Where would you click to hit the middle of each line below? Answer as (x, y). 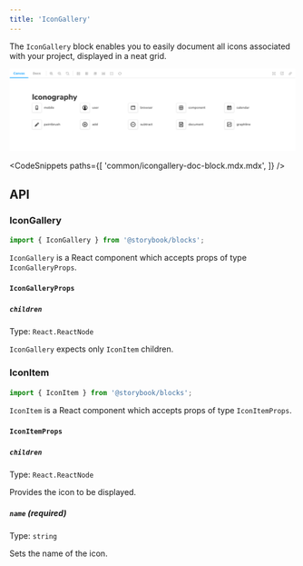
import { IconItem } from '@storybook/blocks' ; (101, 392)
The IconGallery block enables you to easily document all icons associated (150, 46)
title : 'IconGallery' (50, 19)
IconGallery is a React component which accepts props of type (128, 257)
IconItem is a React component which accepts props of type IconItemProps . (151, 410)
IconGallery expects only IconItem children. (92, 349)
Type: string (33, 536)
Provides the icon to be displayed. (73, 492)
